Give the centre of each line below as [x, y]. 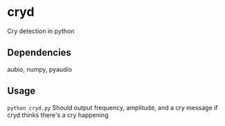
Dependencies [39, 53]
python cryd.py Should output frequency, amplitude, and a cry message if [112, 107]
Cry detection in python [41, 31]
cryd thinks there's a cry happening [58, 115]
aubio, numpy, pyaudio [40, 69]
